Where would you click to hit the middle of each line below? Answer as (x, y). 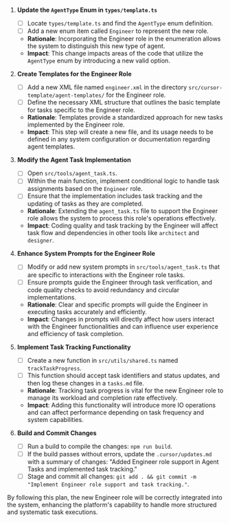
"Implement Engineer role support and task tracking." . (108, 484)
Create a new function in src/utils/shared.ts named (103, 360)
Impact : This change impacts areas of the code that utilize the (115, 54)
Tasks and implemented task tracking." (82, 469)
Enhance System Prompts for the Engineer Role (86, 254)
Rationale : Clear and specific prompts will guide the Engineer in (117, 304)
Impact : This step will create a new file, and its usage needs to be (120, 132)
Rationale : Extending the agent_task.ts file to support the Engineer (123, 211)
